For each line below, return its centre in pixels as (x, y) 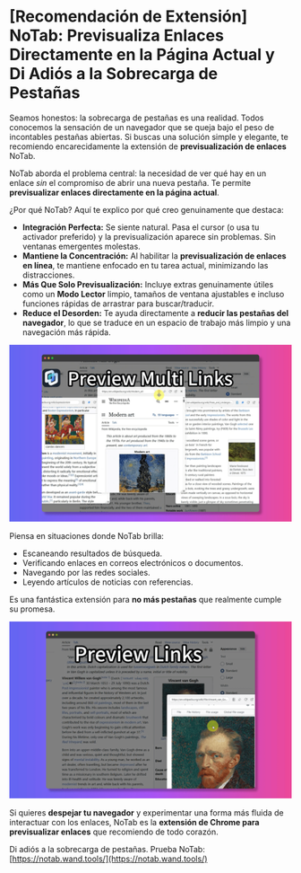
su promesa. (32, 609)
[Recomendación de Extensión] (129, 17)
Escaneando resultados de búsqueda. (92, 553)
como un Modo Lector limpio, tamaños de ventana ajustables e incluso (153, 294)
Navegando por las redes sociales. (86, 572)
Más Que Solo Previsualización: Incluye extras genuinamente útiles (148, 284)
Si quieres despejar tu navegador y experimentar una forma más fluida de (146, 812)
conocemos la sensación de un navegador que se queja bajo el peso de (142, 127)
